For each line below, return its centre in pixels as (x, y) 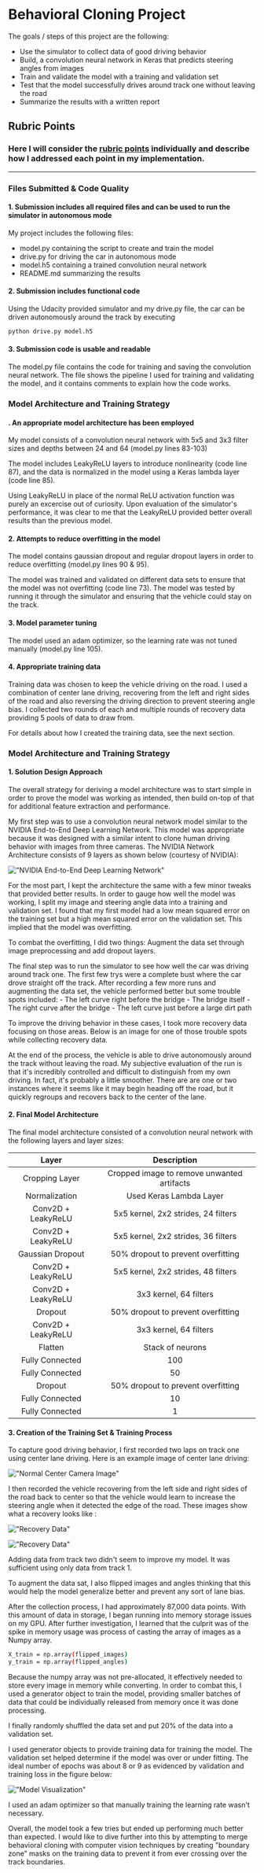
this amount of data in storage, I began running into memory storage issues (130, 1615)
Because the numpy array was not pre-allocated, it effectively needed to (125, 1677)
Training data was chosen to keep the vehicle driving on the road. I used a (128, 684)
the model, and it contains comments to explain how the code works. (120, 384)
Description (175, 1160)
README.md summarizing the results (80, 273)
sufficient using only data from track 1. (70, 1568)
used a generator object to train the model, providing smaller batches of (125, 1694)
